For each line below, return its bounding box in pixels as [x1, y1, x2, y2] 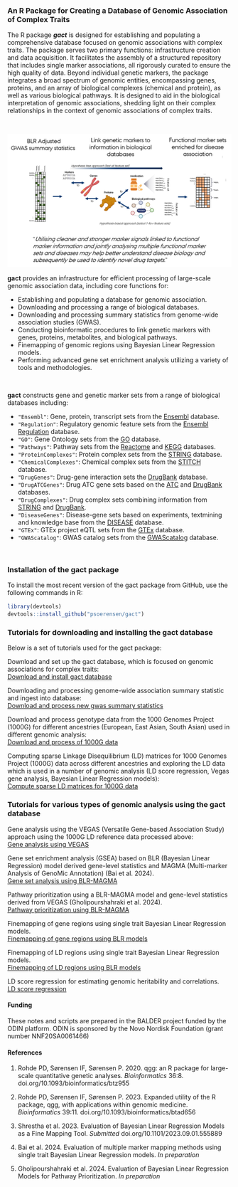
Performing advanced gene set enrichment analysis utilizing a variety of [17, 356, 229, 364]
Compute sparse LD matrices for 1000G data [7, 782, 139, 791]
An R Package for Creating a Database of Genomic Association [7, 6, 228, 16]
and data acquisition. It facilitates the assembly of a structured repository [7, 53, 222, 62]
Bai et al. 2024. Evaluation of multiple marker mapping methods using [17, 1143, 222, 1151]
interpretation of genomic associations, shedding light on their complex [7, 99, 217, 107]
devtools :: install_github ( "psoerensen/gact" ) [7, 611, 144, 618]
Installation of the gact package [7, 564, 119, 574]
